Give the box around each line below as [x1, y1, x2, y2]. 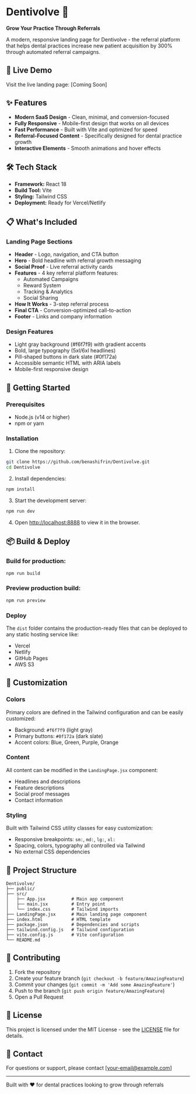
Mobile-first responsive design [14, 366, 89, 373]
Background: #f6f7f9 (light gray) [14, 726, 93, 733]
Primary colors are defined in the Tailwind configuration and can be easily [6, 708, 184, 716]
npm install [6, 486, 35, 492]
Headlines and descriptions [14, 778, 80, 785]
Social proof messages [14, 790, 70, 797]
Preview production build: [6, 584, 81, 592]
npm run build [6, 570, 41, 576]
